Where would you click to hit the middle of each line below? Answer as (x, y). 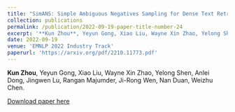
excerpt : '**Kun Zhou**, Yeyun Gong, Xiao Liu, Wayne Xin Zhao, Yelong (114, 33)
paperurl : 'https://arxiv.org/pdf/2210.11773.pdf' (83, 53)
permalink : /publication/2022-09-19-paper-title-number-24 (95, 27)
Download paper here (38, 101)
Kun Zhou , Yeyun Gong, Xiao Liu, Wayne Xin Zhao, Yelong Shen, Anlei (108, 72)
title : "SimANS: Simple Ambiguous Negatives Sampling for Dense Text (111, 14)
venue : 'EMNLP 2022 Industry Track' (60, 46)
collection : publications (45, 20)
